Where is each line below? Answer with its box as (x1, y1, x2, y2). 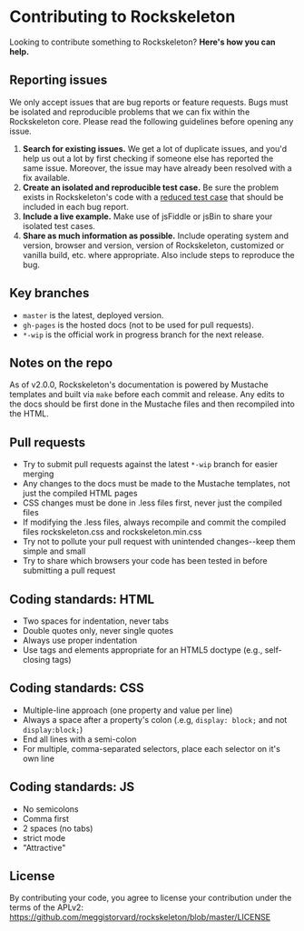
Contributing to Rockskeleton (9, 6, 236, 27)
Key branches (9, 285, 90, 301)
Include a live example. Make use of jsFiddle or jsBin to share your (22, 211, 273, 222)
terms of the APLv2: (9, 902, 84, 913)
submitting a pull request (22, 566, 116, 576)
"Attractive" (22, 842, 66, 853)
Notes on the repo (9, 355, 113, 370)
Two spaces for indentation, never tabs (22, 616, 170, 626)
